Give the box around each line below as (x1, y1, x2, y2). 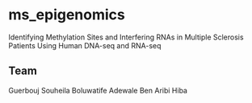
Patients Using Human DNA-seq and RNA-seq (8, 40, 162, 50)
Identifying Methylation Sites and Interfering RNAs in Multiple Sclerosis (8, 32, 244, 42)
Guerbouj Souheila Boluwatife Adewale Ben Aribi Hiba (8, 85, 188, 95)
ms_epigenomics (8, 6, 125, 24)
